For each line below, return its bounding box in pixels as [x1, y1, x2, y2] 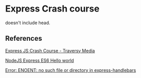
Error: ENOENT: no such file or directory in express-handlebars [5, 67, 136, 73]
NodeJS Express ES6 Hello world [5, 57, 74, 63]
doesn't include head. [5, 20, 50, 26]
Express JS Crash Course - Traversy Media [5, 47, 95, 53]
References [5, 34, 42, 43]
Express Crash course [5, 3, 100, 15]
